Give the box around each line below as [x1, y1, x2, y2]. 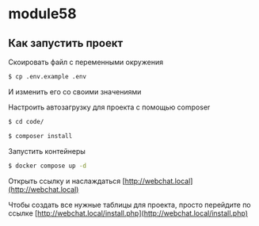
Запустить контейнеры [8, 146, 86, 155]
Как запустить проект [8, 36, 124, 50]
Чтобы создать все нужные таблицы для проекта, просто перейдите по [8, 200, 251, 209]
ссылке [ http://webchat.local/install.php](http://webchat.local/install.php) [8, 208, 248, 218]
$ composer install [8, 132, 73, 140]
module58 [8, 5, 77, 23]
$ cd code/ [8, 117, 44, 125]
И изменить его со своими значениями [8, 86, 142, 96]
